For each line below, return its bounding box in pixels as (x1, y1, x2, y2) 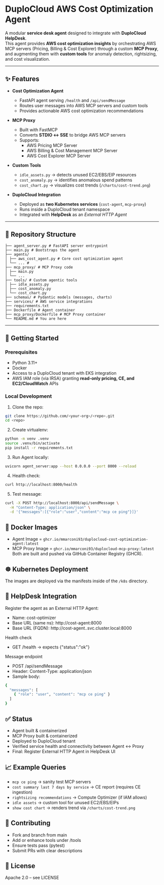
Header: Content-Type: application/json (12, 668, 92, 674)
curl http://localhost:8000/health (5, 482, 78, 487)
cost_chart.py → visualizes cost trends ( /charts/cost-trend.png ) (19, 182, 151, 188)
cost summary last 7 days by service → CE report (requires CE (12, 784, 141, 789)
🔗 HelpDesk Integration (5, 592, 77, 600)
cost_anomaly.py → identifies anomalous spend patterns (19, 177, 133, 183)
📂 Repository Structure (5, 230, 76, 239)
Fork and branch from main (12, 832, 67, 838)
